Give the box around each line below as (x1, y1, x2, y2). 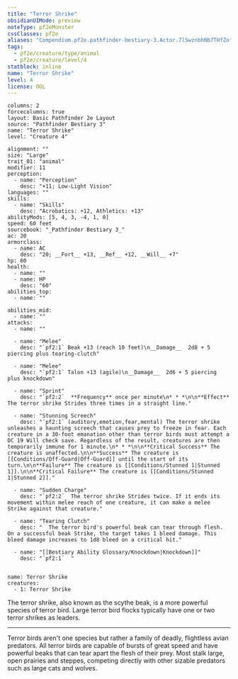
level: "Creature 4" (7, 133, 69, 140)
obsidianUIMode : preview (7, 17, 81, 24)
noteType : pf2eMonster (7, 23, 74, 30)
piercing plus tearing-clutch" (7, 350, 100, 358)
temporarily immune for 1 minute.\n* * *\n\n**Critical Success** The (7, 444, 220, 451)
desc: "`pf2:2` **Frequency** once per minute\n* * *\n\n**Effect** (20, 394, 230, 401)
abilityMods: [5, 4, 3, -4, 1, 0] (7, 214, 110, 221)
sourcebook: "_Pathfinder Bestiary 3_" (7, 226, 125, 234)
